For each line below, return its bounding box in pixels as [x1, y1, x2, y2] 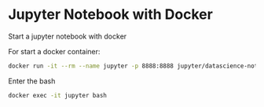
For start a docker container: [8, 46, 101, 56]
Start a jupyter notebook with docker [8, 31, 127, 41]
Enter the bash [8, 76, 56, 86]
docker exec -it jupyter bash [8, 91, 108, 99]
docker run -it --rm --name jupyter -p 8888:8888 [8, 61, 174, 70]
